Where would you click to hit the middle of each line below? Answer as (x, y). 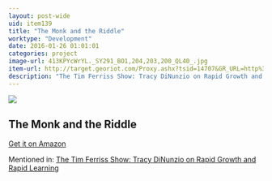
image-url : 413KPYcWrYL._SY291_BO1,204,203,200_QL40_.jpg (108, 62)
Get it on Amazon (37, 144)
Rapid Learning (34, 168)
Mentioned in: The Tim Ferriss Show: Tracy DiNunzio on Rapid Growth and (132, 160)
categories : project (43, 54)
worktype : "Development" (50, 39)
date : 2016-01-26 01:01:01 (54, 46)
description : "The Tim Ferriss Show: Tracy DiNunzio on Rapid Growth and (136, 76)
